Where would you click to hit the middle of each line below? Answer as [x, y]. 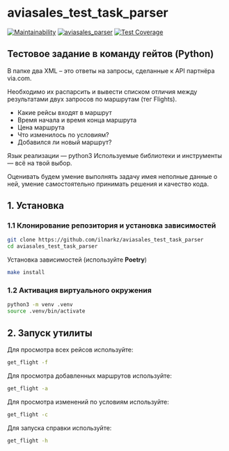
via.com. [19, 78]
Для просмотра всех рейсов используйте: [70, 349]
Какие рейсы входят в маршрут [65, 112]
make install [26, 273]
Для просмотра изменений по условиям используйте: [88, 402]
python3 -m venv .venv [40, 305]
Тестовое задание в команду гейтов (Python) [111, 54]
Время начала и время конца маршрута [77, 120]
